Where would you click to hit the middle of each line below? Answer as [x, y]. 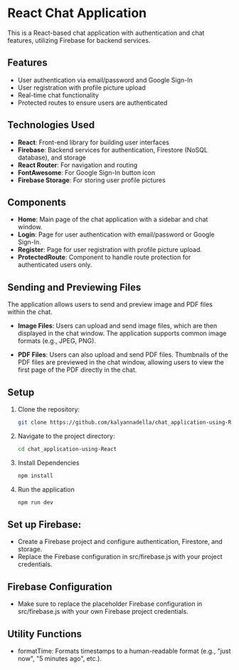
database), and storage [52, 157]
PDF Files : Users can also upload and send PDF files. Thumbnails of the [123, 355]
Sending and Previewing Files [74, 287]
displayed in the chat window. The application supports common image [122, 333]
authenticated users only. [55, 265]
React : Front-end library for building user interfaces [93, 142]
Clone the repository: [49, 409]
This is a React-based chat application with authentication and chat [106, 33]
